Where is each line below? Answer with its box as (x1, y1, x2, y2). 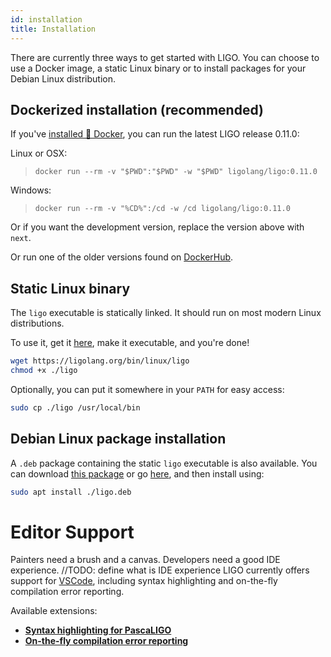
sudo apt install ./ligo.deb (10, 487, 132, 497)
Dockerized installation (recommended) (10, 101, 264, 118)
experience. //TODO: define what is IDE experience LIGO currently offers (10, 564, 310, 576)
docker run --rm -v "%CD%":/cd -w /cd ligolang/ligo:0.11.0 (34, 204, 291, 214)
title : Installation (10, 24, 97, 34)
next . (10, 232, 32, 244)
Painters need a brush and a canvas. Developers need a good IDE (10, 554, 281, 566)
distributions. (10, 317, 65, 330)
